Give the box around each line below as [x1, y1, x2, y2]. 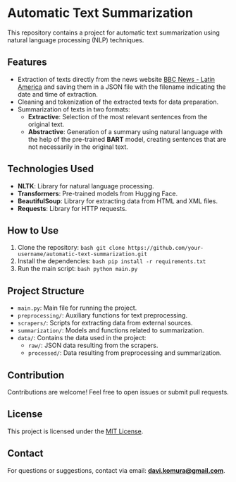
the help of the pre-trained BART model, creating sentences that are [27, 135, 227, 143]
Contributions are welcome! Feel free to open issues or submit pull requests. [7, 388, 229, 396]
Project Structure [7, 284, 85, 297]
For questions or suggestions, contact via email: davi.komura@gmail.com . [7, 466, 225, 474]
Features [7, 56, 47, 68]
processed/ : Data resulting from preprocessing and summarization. [27, 349, 222, 357]
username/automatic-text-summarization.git [17, 251, 148, 258]
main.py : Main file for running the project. [17, 303, 137, 312]
